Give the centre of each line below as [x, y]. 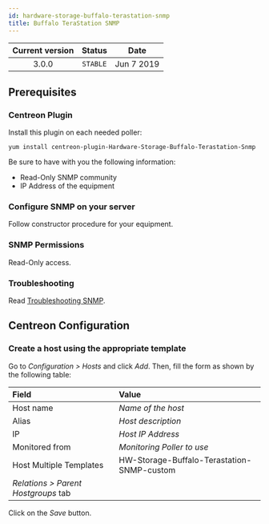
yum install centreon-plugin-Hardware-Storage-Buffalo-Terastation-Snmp [132, 147]
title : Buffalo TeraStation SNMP [64, 23]
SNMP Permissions [46, 245]
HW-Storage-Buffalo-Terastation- [185, 460]
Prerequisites [42, 92]
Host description [150, 421]
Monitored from [42, 447]
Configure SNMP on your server [72, 207]
